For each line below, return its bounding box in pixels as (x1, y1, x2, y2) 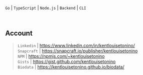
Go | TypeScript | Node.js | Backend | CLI (5, 5, 86, 11)
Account (5, 29, 33, 38)
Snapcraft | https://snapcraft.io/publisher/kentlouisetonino (17, 48, 138, 54)
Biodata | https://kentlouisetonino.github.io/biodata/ (17, 63, 124, 70)
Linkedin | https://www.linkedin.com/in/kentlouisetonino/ (17, 42, 135, 48)
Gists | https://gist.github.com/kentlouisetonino (17, 58, 116, 64)
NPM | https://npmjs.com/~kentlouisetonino (17, 53, 105, 59)
